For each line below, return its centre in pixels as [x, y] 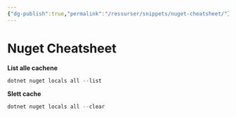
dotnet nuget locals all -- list [54, 81]
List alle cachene [33, 68]
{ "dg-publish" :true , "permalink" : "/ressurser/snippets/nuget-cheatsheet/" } [119, 14]
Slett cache [24, 94]
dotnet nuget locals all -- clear [56, 107]
